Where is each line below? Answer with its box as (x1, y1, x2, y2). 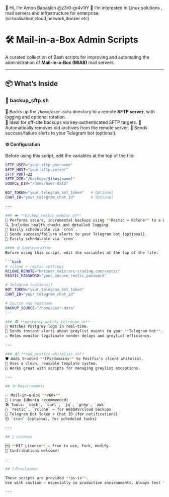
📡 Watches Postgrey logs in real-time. (5, 324, 89, 329)
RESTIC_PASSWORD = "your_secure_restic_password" (5, 273, 107, 278)
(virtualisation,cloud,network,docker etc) (5, 16, 90, 21)
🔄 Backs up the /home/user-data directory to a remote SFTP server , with (5, 108, 155, 114)
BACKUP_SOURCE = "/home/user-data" (5, 305, 75, 311)
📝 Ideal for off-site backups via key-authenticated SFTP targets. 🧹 (5, 119, 142, 125)
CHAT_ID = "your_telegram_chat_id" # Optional (5, 195, 114, 200)
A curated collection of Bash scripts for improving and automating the (5, 54, 150, 60)
